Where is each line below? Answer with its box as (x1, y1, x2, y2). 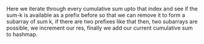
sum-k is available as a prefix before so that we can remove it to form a (6, 11, 185, 19)
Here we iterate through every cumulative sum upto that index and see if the (6, 5, 198, 12)
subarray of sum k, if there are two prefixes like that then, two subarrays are (6, 18, 198, 25)
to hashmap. (6, 31, 38, 38)
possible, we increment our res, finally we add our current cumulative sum (6, 24, 193, 31)
